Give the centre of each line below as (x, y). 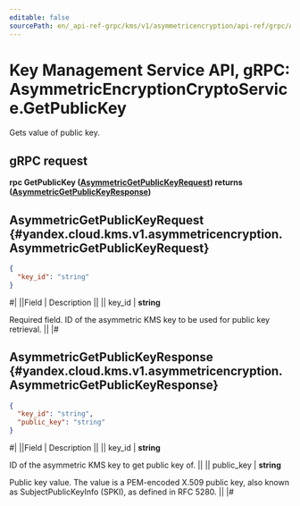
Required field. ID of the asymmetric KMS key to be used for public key (140, 319)
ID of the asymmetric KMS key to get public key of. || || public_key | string (145, 465)
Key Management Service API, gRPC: (150, 70)
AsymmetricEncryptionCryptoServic (149, 89)
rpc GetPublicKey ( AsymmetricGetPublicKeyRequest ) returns (126, 182)
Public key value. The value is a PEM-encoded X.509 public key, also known (150, 482)
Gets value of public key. (55, 133)
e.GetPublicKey (68, 108)
